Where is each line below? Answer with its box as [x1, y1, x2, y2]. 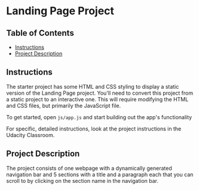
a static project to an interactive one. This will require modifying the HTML [6, 95, 189, 102]
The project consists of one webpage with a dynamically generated [6, 164, 172, 172]
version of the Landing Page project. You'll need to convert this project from [6, 89, 193, 96]
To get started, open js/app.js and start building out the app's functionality [6, 113, 192, 120]
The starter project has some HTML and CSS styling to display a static [6, 83, 179, 90]
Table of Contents [6, 28, 75, 38]
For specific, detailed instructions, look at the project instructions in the [6, 125, 182, 132]
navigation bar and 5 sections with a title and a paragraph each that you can [6, 171, 194, 178]
